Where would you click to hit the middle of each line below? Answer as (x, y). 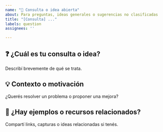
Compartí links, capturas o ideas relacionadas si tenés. (62, 124)
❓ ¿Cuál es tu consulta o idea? (53, 54)
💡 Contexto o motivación (45, 84)
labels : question (23, 24)
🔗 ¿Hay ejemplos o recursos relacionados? (73, 112)
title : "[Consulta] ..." (31, 19)
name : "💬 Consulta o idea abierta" (42, 10)
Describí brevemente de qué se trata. (44, 68)
